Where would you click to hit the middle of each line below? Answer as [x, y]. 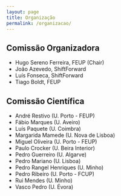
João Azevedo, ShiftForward [51, 69]
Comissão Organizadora [53, 48]
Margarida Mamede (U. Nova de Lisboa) [65, 135]
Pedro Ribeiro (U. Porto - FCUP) [55, 174]
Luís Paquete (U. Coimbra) [48, 129]
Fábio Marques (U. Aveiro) [47, 122]
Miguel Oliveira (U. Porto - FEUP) [56, 142]
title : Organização [31, 18]
